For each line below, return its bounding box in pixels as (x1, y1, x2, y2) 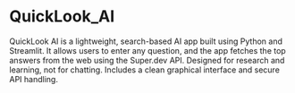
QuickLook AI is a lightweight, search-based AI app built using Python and (9, 36, 283, 46)
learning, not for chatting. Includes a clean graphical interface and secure (9, 64, 280, 75)
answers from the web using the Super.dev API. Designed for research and (9, 55, 285, 65)
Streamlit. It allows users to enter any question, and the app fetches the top (9, 45, 286, 55)
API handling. (9, 73, 58, 84)
